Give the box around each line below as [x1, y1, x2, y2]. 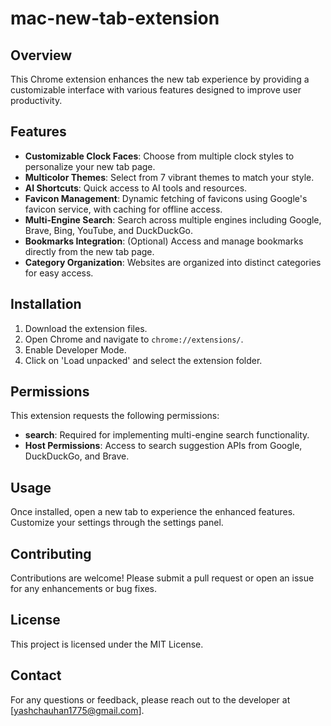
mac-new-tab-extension [10, 7, 220, 30]
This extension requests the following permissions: [10, 410, 220, 422]
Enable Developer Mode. [24, 343, 127, 356]
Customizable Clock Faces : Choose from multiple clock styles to [24, 150, 295, 162]
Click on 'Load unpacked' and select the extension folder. [24, 354, 263, 366]
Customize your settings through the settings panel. [10, 517, 224, 529]
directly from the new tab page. [24, 245, 155, 257]
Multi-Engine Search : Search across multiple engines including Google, [24, 213, 322, 226]
